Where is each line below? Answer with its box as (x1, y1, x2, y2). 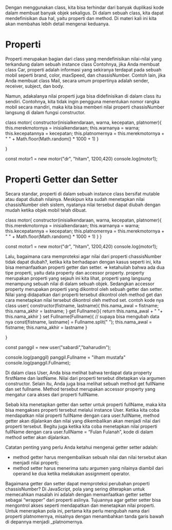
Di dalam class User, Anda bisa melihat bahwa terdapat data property (5, 370, 152, 376)
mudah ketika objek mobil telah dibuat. (5, 207, 87, 213)
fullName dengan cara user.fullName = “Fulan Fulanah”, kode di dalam (5, 429, 154, 435)
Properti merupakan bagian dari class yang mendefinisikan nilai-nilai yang (5, 56, 162, 62)
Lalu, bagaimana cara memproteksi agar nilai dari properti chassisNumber (5, 253, 162, 259)
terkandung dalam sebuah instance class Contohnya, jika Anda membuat (5, 61, 160, 67)
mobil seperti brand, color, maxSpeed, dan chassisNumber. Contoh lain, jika (5, 72, 166, 78)
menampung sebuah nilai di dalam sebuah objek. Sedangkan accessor (5, 280, 155, 287)
